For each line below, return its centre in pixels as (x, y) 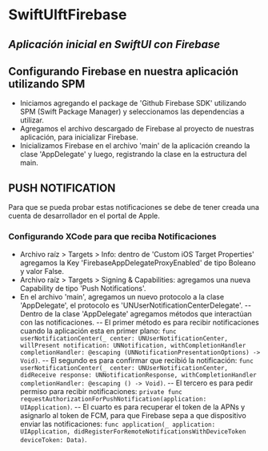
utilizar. (32, 120)
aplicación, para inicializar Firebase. (79, 137)
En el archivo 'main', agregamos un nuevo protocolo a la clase (122, 296)
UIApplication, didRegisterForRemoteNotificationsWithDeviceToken (133, 431)
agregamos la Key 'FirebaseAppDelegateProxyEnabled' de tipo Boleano (138, 263)
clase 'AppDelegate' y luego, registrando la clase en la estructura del (133, 155)
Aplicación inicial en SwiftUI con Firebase (114, 44)
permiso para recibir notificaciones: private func (101, 391)
